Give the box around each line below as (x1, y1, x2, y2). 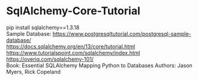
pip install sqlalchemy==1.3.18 (6, 24, 80, 31)
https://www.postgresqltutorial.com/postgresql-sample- (52, 30, 191, 37)
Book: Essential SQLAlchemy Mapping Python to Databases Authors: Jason (6, 61, 193, 69)
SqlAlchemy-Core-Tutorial (6, 4, 140, 18)
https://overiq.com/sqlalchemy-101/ (6, 55, 94, 63)
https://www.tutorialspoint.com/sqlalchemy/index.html (6, 49, 140, 56)
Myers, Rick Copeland (6, 68, 61, 75)
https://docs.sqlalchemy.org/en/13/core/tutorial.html (6, 43, 136, 50)
